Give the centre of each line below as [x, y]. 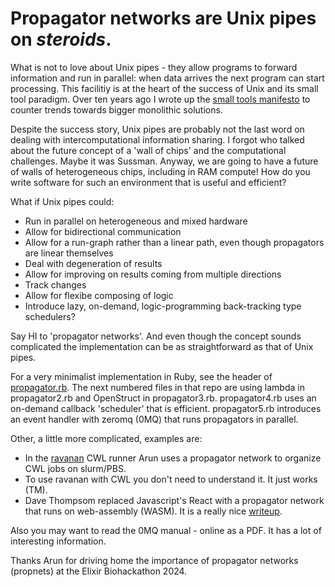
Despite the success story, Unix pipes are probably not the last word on [157, 129]
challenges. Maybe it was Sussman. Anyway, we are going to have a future [164, 161]
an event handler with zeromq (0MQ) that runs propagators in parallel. [154, 419]
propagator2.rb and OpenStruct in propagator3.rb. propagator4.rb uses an [163, 398]
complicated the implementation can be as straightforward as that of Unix [162, 346]
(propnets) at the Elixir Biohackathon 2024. [99, 571]
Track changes [55, 284]
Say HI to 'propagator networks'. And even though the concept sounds [156, 336]
